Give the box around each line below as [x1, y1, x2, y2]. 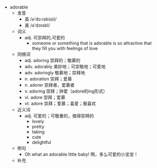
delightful [32, 139, 51, 145]
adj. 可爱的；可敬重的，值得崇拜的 [24, 113, 94, 119]
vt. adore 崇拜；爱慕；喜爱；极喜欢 [24, 101, 96, 106]
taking [32, 129, 45, 134]
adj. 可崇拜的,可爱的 [24, 34, 65, 40]
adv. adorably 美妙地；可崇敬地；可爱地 [24, 64, 106, 69]
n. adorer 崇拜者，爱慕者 [24, 82, 75, 88]
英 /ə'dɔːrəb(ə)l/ [24, 16, 57, 22]
